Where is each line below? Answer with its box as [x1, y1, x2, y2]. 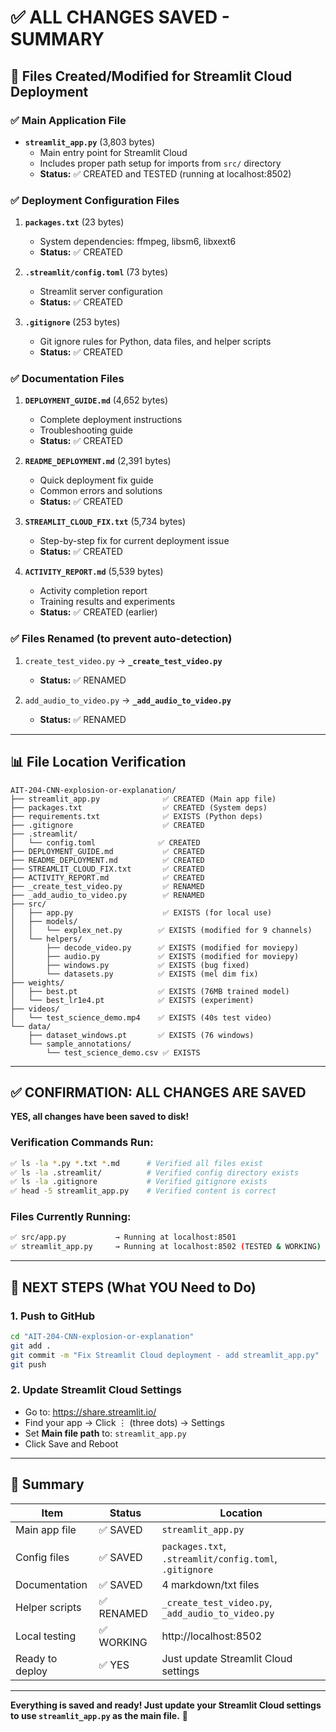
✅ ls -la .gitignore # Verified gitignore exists [10, 1177, 268, 1187]
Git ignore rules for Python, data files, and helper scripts [39, 336, 272, 348]
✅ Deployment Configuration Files [10, 193, 180, 207]
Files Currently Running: [10, 1210, 132, 1224]
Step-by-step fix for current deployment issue [39, 535, 230, 547]
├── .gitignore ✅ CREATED [10, 820, 205, 830]
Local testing [15, 1629, 77, 1643]
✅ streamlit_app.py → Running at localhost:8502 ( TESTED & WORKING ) [10, 1242, 322, 1252]
